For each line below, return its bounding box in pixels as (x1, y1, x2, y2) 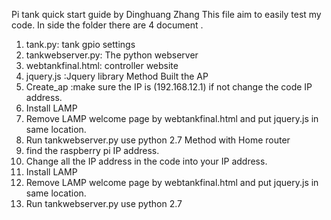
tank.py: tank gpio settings (25, 39, 136, 50)
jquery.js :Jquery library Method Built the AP (25, 70, 209, 82)
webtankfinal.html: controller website (25, 60, 179, 71)
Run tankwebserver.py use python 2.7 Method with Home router (25, 134, 291, 146)
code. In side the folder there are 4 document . (11, 19, 204, 31)
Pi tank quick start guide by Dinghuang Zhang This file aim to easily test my (11, 9, 322, 20)
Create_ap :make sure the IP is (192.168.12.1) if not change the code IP (25, 81, 313, 93)
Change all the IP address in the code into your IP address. (25, 155, 268, 167)
